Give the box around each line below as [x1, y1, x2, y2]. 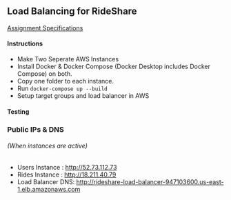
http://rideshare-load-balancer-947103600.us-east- [76, 177, 224, 186]
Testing [7, 107, 30, 116]
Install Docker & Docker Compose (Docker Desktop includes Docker [17, 62, 210, 71]
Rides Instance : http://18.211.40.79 [17, 170, 117, 179]
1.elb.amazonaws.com [17, 185, 81, 193]
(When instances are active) [7, 141, 88, 150]
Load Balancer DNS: [17, 177, 75, 186]
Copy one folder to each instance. [17, 77, 114, 86]
